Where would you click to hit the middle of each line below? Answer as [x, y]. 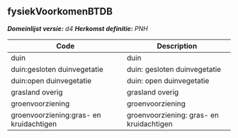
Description [177, 46]
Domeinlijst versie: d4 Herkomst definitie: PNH [78, 28]
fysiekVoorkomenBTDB [60, 12]
